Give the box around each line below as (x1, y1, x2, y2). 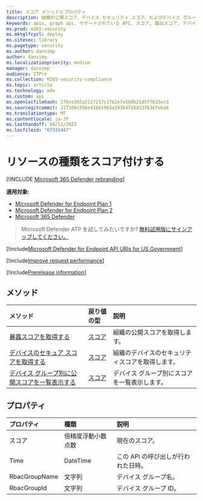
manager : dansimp (6, 65, 50, 71)
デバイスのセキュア (9, 348, 64, 357)
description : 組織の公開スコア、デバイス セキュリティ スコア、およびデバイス (6, 15, 181, 21)
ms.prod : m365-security (6, 25, 66, 32)
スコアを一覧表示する (15, 378, 77, 387)
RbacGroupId (9, 483, 47, 492)
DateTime (64, 456, 92, 465)
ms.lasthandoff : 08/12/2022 (6, 122, 77, 128)
